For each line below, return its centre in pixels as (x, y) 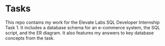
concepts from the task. (30, 38)
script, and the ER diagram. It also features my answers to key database (80, 33)
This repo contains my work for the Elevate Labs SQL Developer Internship (82, 22)
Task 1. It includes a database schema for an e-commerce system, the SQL (83, 27)
